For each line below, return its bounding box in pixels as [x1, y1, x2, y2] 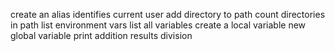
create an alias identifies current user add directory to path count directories [10, 9, 326, 20]
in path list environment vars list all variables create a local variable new [10, 19, 307, 31]
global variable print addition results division [10, 30, 193, 41]
